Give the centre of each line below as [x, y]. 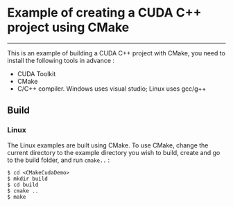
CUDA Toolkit [36, 73]
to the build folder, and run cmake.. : [59, 160]
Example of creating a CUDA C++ [104, 13]
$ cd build [23, 185]
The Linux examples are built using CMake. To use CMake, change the [108, 145]
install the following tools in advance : [61, 60]
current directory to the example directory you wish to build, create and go [114, 152]
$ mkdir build [28, 179]
